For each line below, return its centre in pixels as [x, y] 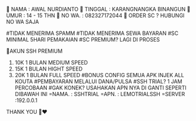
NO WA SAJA [23, 22]
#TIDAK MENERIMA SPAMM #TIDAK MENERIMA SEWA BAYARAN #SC [92, 33]
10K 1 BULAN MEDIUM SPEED [51, 63]
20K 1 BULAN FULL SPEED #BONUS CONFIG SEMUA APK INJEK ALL [99, 75]
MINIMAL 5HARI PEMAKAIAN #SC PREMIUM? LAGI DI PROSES [83, 39]
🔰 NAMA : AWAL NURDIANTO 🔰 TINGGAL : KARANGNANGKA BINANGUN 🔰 [98, 9]
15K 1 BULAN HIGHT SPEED [49, 69]
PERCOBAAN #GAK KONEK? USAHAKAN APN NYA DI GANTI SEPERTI [101, 88]
